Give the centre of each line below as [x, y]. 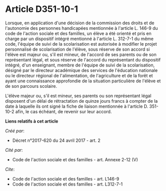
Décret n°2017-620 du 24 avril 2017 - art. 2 [56, 140]
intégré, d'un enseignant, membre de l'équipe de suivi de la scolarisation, [80, 65]
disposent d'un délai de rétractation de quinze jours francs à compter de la [82, 101]
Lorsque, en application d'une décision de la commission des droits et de [80, 23]
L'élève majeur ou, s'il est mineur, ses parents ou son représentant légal [78, 96]
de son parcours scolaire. [31, 86]
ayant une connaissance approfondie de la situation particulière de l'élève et [83, 81]
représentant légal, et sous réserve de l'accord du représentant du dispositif [83, 60]
